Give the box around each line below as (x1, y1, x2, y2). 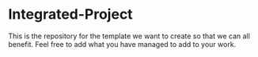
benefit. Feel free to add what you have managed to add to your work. (8, 39, 237, 48)
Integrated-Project (8, 5, 133, 23)
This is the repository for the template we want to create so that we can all (8, 31, 251, 41)
